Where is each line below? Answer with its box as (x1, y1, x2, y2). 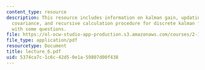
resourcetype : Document (6, 43, 67, 49)
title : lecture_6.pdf (6, 49, 62, 55)
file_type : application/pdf (6, 37, 78, 43)
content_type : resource (6, 9, 67, 15)
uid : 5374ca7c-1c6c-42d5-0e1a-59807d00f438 (6, 54, 119, 60)
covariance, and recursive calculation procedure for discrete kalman (12, 20, 195, 26)
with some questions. (12, 26, 67, 32)
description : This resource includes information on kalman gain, (6, 15, 179, 21)
